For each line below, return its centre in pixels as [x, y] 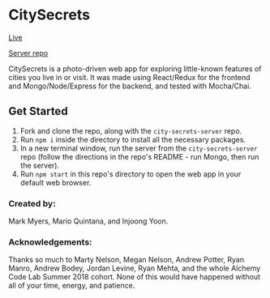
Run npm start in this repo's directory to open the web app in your [131, 174]
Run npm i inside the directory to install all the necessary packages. [133, 139]
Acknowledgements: [50, 242]
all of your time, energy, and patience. [72, 286]
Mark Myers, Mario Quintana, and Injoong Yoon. [88, 221]
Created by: [32, 203]
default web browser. [56, 182]
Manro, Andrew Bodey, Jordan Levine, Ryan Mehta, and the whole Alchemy [135, 268]
